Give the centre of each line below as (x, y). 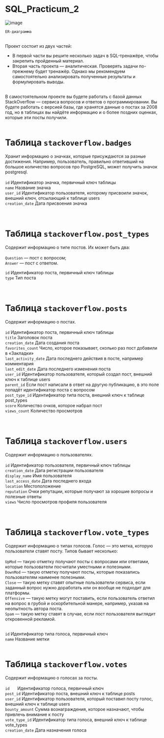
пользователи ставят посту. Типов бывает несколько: (62, 551)
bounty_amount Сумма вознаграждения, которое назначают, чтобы (75, 709)
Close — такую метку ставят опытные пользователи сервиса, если (75, 582)
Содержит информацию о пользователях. (49, 454)
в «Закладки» (19, 353)
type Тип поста (21, 278)
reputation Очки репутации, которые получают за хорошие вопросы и (79, 491)
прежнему (23, 71)
